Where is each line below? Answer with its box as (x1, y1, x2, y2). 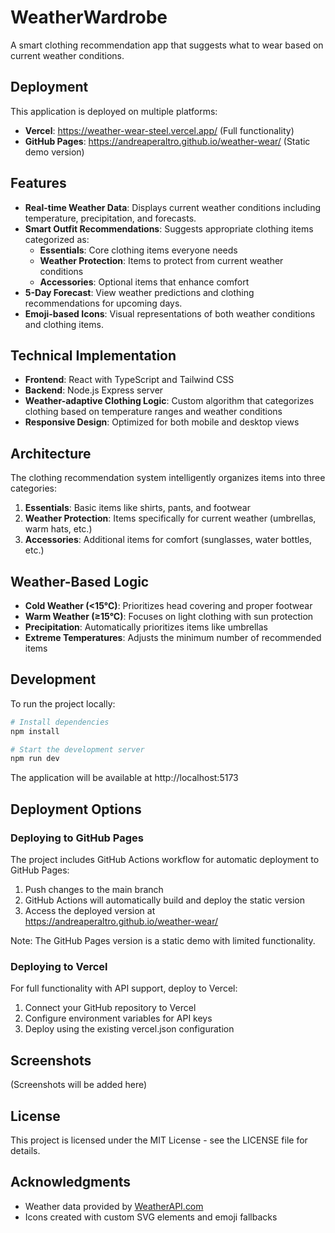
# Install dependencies (10, 717, 110, 727)
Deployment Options (10, 801, 142, 818)
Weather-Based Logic (10, 573, 150, 590)
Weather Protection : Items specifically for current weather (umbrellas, (24, 512, 317, 525)
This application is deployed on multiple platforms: (10, 105, 218, 117)
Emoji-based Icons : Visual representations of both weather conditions (24, 307, 316, 320)
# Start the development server (10, 744, 145, 755)
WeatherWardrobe (10, 6, 168, 29)
